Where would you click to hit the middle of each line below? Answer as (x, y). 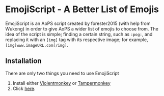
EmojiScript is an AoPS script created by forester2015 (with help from (78, 23)
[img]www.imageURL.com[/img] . (37, 45)
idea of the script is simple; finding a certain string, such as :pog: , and (79, 34)
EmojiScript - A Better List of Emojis (82, 9)
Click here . (24, 88)
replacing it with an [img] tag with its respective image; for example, (77, 40)
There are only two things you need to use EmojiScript (62, 73)
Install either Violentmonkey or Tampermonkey (62, 83)
